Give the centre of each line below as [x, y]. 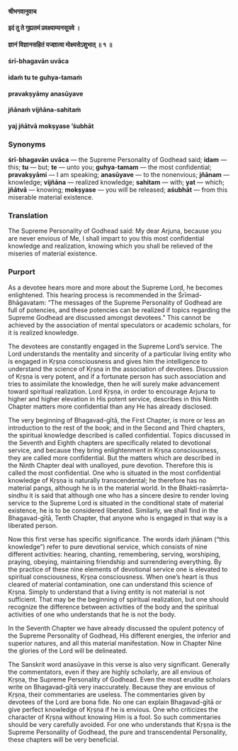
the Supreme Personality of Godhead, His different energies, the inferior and [119, 636]
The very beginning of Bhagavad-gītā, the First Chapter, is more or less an [117, 420]
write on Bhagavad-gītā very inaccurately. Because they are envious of [112, 687]
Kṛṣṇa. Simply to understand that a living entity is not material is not [107, 592]
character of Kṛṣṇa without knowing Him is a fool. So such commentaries [115, 717]
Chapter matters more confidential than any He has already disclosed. [110, 406]
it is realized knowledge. [44, 332]
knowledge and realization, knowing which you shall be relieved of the [110, 246]
